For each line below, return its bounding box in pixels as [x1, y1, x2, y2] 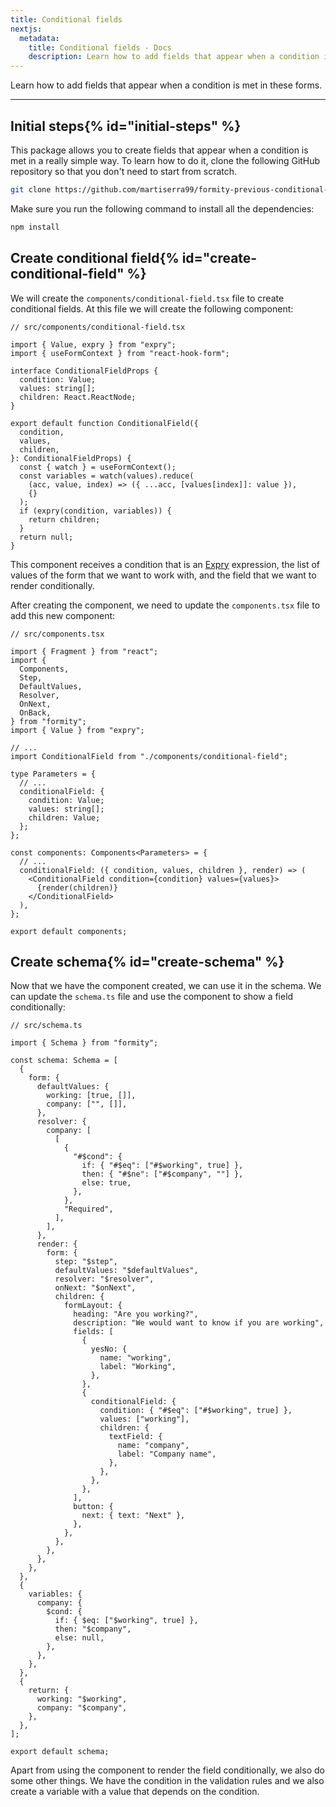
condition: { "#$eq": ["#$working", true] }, [99, 1406, 293, 1416]
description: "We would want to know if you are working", [73, 1318, 325, 1328]
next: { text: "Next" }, [81, 1511, 186, 1521]
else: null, [54, 1633, 105, 1643]
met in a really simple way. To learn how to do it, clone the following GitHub [10, 154, 321, 166]
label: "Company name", [117, 1449, 217, 1460]
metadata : [19, 33, 60, 43]
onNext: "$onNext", [54, 1283, 137, 1293]
